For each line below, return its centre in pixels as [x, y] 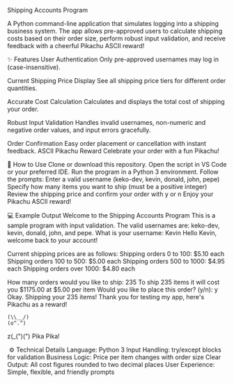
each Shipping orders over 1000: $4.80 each [71, 269]
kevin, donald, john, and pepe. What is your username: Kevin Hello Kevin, [112, 233]
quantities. [22, 88]
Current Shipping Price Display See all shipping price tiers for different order [117, 81]
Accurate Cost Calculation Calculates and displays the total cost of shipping [116, 102]
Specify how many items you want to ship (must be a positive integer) [107, 187]
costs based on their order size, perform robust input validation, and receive [117, 38]
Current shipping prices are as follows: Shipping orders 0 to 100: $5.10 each [116, 254]
